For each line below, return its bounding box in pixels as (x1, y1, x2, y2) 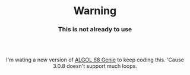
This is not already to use (58, 25, 132, 34)
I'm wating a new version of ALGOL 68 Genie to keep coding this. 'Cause (6, 56, 184, 63)
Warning (73, 4, 117, 18)
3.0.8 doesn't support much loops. (52, 63, 138, 70)
